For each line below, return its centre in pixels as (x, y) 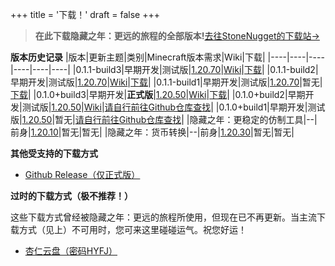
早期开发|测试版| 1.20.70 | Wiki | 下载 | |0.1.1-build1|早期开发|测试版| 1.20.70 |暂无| (166, 82)
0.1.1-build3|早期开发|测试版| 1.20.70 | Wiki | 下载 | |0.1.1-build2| (197, 69)
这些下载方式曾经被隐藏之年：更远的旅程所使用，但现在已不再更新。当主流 (163, 217)
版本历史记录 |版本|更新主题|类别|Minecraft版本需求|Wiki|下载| (138, 57)
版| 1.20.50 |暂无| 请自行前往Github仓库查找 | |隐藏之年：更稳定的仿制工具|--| (164, 119)
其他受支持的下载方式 (54, 153)
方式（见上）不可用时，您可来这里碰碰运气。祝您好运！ (132, 229)
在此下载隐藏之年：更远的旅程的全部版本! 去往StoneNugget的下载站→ (177, 36)
